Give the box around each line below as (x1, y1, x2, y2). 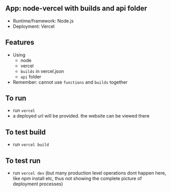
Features (5, 38, 34, 47)
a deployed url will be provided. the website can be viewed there (12, 113, 150, 119)
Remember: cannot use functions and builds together (12, 79, 128, 85)
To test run (5, 156, 41, 165)
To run (5, 94, 27, 103)
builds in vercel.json (20, 68, 64, 74)
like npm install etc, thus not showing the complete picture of (12, 176, 142, 182)
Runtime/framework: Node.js (12, 17, 74, 24)
